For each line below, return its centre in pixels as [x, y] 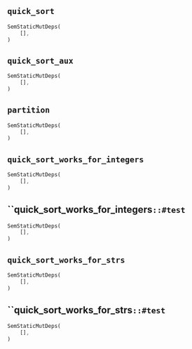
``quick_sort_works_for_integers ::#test [96, 210]
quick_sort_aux [40, 61]
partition [29, 110]
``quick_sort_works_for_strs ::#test [87, 310]
